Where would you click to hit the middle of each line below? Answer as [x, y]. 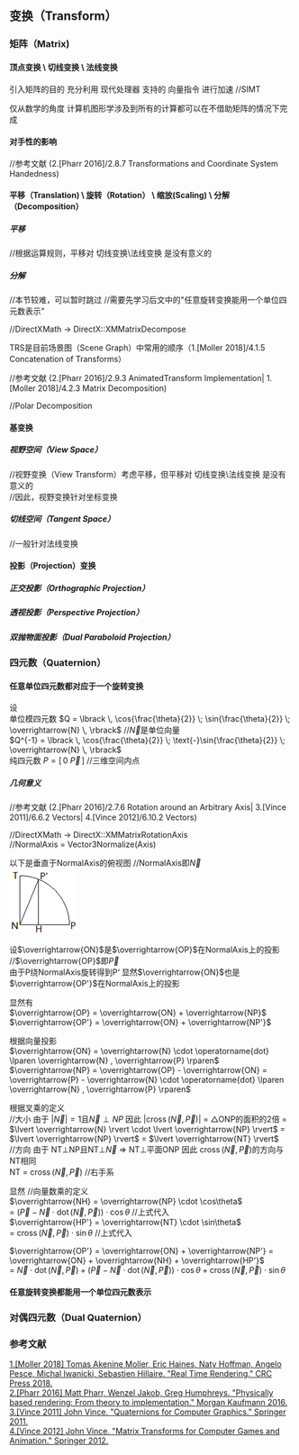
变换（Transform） [63, 16]
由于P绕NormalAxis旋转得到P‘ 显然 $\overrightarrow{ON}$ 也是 [125, 972]
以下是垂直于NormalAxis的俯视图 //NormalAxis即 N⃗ [105, 863]
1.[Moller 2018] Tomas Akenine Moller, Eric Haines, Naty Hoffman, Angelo [145, 1364]
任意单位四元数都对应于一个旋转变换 [77, 686]
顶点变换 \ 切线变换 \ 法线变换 [64, 67]
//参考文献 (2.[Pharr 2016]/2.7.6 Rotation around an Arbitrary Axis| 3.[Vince [148, 807]
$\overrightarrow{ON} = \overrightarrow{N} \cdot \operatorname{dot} [140, 1051]
